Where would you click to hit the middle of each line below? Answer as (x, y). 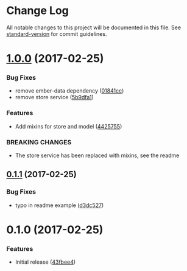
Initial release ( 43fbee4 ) (45, 262)
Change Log (37, 11)
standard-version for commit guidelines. (57, 33)
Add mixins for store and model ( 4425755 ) (69, 126)
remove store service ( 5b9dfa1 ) (55, 97)
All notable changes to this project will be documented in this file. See (94, 27)
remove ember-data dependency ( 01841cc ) (69, 91)
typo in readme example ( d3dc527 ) (59, 205)
